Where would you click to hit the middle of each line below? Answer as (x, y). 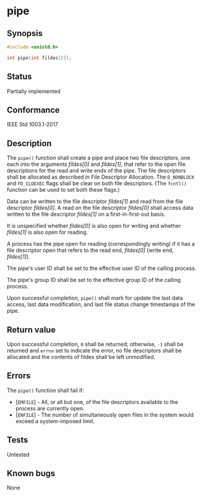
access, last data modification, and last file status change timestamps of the (101, 304)
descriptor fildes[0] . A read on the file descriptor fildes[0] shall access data (100, 208)
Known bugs (31, 473)
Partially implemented (34, 91)
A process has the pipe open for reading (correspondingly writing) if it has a (101, 244)
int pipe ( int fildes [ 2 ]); (39, 58)
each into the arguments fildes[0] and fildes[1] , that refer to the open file (96, 164)
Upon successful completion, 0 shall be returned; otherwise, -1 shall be (95, 344)
